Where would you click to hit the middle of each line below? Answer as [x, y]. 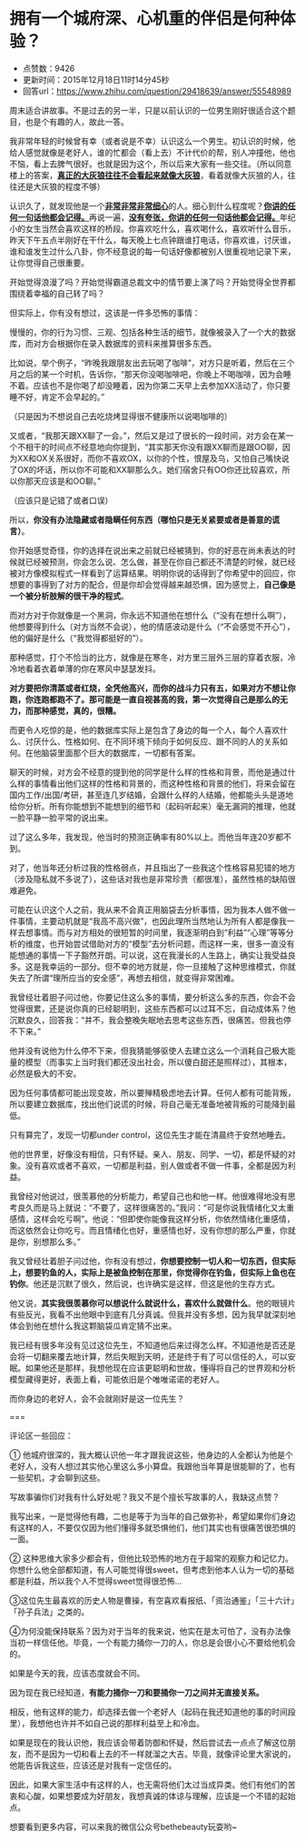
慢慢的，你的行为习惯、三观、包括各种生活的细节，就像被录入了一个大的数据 [153, 332]
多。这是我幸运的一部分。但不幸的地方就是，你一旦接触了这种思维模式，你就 [153, 966]
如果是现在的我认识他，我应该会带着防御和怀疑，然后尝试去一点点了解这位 [148, 1742]
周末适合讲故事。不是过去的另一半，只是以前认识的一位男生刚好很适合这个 [148, 110]
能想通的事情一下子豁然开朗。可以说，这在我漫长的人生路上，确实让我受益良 [153, 955]
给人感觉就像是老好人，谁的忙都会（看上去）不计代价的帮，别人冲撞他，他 [148, 152]
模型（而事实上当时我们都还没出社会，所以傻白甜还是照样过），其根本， [158, 1061]
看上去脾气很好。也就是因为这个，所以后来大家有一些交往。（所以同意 [163, 164]
